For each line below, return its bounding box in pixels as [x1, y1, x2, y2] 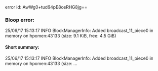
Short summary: [5, 44, 39, 50]
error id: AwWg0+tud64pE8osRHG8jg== [5, 4, 87, 10]
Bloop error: [5, 16, 35, 23]
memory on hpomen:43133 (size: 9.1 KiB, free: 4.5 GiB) [5, 33, 117, 39]
